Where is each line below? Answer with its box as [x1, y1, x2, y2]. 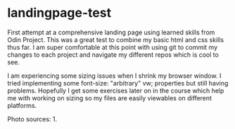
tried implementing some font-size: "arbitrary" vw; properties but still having [7, 79, 229, 87]
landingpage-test [7, 5, 111, 21]
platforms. [7, 101, 37, 109]
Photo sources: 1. [7, 114, 58, 123]
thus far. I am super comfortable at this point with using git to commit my [7, 43, 218, 51]
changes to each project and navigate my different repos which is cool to [7, 50, 220, 59]
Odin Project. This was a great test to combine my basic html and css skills [7, 35, 224, 43]
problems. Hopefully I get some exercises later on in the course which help [7, 86, 224, 95]
